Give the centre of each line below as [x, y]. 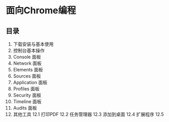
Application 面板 [30, 82]
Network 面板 [27, 63]
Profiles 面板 [26, 89]
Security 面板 [27, 95]
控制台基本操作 [29, 51]
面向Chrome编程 [41, 10]
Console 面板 [27, 57]
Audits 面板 [25, 108]
